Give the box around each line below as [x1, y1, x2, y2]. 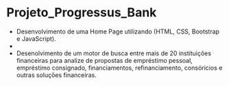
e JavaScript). [16, 34, 56, 42]
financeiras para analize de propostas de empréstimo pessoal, [16, 56, 193, 64]
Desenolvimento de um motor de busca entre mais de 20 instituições [16, 49, 212, 57]
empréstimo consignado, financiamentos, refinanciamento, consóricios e [16, 63, 223, 72]
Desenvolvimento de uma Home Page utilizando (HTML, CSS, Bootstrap [16, 27, 220, 35]
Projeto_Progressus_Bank [6, 5, 157, 20]
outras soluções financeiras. [16, 70, 97, 79]
